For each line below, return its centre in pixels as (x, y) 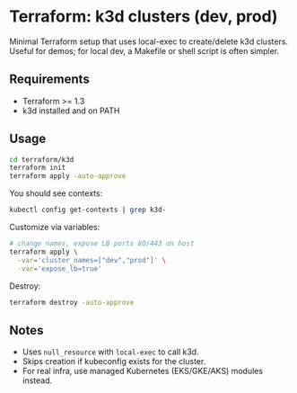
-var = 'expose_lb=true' (60, 268)
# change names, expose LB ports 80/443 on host (102, 244)
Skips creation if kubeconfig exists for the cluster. (114, 362)
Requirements (49, 80)
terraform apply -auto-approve (68, 176)
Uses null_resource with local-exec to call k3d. (110, 352)
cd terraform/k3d (42, 159)
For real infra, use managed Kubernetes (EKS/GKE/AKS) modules (142, 371)
